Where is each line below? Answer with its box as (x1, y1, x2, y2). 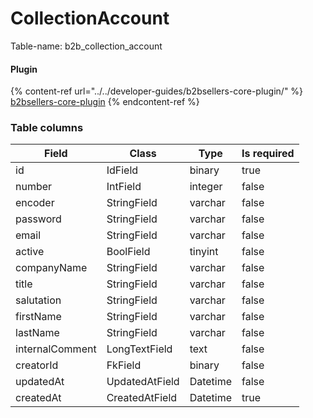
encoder (15, 196, 55, 210)
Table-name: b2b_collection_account (10, 40, 163, 52)
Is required (241, 147, 295, 161)
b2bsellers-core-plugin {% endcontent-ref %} (10, 96, 200, 108)
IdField (106, 163, 139, 177)
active (15, 245, 45, 259)
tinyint (189, 245, 219, 259)
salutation (15, 293, 62, 307)
